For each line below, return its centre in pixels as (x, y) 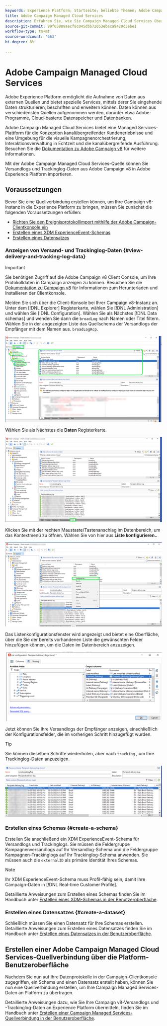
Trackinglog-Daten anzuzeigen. (38, 759)
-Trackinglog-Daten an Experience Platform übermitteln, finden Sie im (77, 1007)
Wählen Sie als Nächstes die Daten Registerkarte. (56, 430)
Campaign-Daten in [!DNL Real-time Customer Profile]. (61, 884)
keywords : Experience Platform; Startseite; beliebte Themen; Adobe (78, 10)
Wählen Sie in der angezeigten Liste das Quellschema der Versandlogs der (82, 323)
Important (15, 267)
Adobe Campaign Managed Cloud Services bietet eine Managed (71, 127)
